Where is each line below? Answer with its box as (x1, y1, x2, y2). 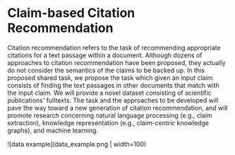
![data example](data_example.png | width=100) (7, 139, 147, 148)
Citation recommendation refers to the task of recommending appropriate (7, 43, 221, 52)
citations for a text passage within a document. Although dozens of (7, 51, 203, 59)
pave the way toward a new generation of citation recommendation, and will (7, 103, 228, 112)
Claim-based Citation (7, 5, 135, 21)
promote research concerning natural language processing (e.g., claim (7, 111, 213, 120)
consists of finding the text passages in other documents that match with (7, 81, 220, 89)
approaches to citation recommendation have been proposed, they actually (7, 58, 226, 67)
